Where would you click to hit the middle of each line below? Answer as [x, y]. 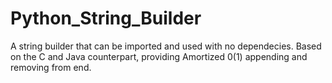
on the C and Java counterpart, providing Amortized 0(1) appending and [159, 56]
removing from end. [51, 67]
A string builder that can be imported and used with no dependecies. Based [166, 46]
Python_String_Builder [106, 18]
